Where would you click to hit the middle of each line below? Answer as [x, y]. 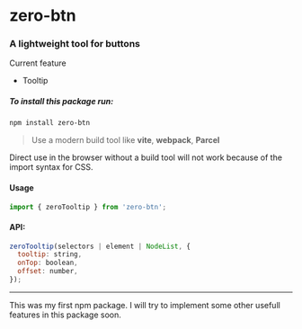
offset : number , [48, 271]
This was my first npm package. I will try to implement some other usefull [145, 305]
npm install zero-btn [50, 123]
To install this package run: [62, 102]
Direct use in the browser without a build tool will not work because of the [146, 157]
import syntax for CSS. [51, 167]
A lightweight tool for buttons [75, 44]
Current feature [38, 63]
